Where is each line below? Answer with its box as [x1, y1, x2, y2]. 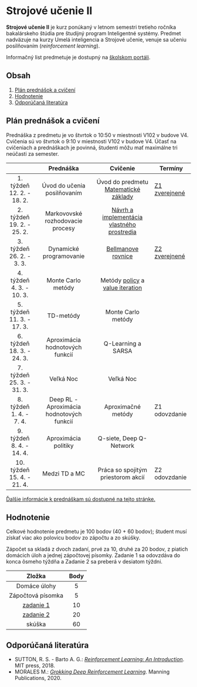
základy [111, 192, 134, 200]
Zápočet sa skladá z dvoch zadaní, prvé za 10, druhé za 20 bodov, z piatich [6, 545, 188, 553]
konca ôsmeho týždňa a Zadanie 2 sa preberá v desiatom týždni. [6, 558, 163, 565]
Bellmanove [106, 244, 139, 253]
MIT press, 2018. [14, 662, 56, 669]
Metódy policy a [100, 276, 145, 284]
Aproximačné [104, 403, 141, 411]
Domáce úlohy [16, 582, 56, 590]
